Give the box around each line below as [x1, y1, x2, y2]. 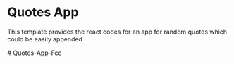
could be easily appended [7, 34, 83, 43]
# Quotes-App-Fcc [7, 49, 62, 57]
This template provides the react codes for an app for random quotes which [7, 27, 228, 36]
